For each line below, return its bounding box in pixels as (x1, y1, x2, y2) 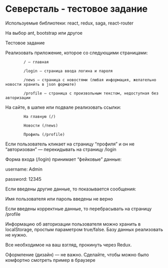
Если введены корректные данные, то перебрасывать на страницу (5, 205, 152, 212)
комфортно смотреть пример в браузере (5, 257, 95, 263)
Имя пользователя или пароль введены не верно (5, 196, 113, 202)
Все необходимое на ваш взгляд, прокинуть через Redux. (5, 241, 132, 248)
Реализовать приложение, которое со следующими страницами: (5, 50, 148, 56)
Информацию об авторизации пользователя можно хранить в (5, 221, 141, 227)
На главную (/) (23, 114, 56, 119)
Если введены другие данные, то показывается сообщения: (5, 186, 136, 192)
